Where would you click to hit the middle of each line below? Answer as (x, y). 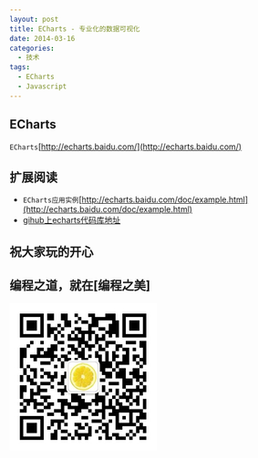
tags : (20, 67)
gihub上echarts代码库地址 (72, 220)
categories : (32, 48)
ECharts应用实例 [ (52, 199)
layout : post (34, 19)
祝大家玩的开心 (52, 252)
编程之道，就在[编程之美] (80, 285)
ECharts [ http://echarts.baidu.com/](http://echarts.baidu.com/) (126, 147)
